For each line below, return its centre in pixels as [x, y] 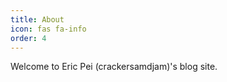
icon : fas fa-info [48, 29]
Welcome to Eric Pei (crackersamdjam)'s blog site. [114, 67]
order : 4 [28, 38]
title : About [37, 19]
